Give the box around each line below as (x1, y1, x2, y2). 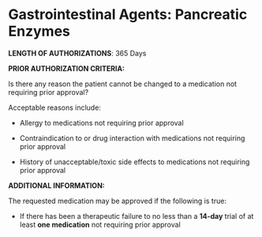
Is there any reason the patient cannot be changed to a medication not (8, 79, 238, 88)
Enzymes (8, 22, 71, 40)
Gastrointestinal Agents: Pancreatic (8, 6, 248, 24)
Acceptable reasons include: (8, 103, 101, 112)
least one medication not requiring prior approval (19, 220, 182, 229)
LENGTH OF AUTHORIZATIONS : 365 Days (8, 48, 147, 58)
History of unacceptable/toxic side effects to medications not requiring (19, 156, 250, 167)
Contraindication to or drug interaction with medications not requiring (19, 133, 245, 143)
